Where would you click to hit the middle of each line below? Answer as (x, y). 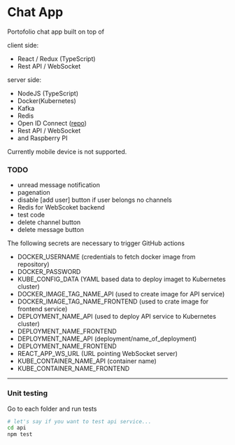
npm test (20, 434)
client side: (23, 45)
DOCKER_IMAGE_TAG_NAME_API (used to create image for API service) (121, 294)
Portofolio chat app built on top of (56, 32)
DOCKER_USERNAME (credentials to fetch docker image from (106, 257)
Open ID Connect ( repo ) (52, 123)
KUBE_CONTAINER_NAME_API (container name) (87, 361)
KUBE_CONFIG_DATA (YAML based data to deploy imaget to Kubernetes (121, 279)
